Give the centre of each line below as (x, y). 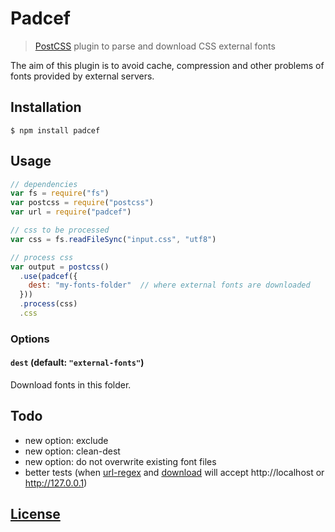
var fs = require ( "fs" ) (60, 193)
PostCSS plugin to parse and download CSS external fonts (155, 46)
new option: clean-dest (72, 451)
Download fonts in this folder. (71, 385)
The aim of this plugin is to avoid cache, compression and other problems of (167, 65)
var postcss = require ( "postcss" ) (82, 203)
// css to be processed (60, 230)
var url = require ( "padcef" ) (71, 212)
